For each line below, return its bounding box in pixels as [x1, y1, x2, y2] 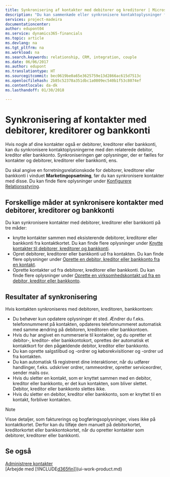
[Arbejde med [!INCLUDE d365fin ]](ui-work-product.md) [5, 466, 122, 472]
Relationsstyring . [5, 184, 40, 190]
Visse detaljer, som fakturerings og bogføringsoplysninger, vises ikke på [5, 416, 156, 422]
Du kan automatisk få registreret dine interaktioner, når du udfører [12, 359, 150, 365]
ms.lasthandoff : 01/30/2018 [5, 87, 65, 93]
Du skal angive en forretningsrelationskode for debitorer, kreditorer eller [5, 167, 155, 173]
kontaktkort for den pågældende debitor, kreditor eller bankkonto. [12, 343, 150, 349]
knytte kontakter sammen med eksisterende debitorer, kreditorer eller [12, 235, 158, 241]
